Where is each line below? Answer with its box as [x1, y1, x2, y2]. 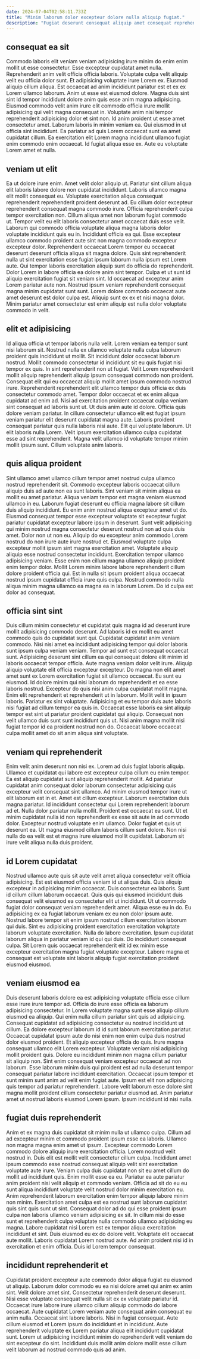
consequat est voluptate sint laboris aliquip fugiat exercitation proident [6, 955, 179, 962]
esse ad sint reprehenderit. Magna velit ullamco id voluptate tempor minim [6, 435, 189, 442]
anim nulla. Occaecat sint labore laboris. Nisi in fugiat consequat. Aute [6, 1314, 179, 1321]
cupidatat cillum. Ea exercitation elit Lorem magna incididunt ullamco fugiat [6, 134, 190, 141]
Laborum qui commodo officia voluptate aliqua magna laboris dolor [6, 225, 171, 231]
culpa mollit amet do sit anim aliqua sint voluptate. [6, 730, 129, 737]
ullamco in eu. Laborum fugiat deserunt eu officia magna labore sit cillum [6, 500, 185, 507]
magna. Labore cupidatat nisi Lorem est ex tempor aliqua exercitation [6, 1223, 176, 1231]
